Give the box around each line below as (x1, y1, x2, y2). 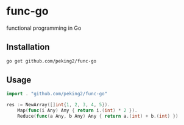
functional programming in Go (6, 24, 82, 32)
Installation (6, 42, 50, 52)
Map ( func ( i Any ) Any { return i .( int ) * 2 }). (17, 107, 138, 113)
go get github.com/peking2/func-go (6, 58, 97, 64)
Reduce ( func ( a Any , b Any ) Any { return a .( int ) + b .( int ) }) (17, 113, 179, 120)
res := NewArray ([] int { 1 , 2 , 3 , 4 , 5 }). (6, 102, 111, 108)
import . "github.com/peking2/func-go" (6, 91, 108, 97)
